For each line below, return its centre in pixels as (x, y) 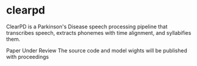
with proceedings (28, 57)
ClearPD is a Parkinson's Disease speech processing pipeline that (87, 27)
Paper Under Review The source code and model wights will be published (97, 50)
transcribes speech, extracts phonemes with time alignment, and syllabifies (99, 32)
